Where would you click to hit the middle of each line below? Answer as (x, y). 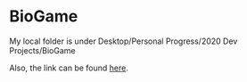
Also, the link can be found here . (69, 68)
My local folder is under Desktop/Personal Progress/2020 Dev (123, 41)
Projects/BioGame (42, 50)
